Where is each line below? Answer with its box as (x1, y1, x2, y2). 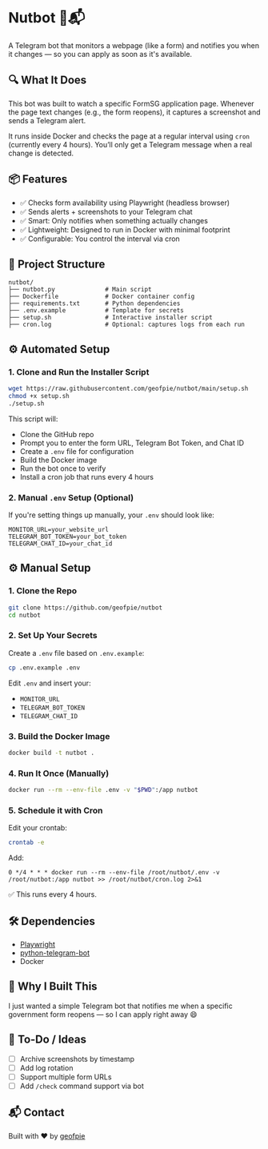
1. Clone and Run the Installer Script (8, 366, 150, 377)
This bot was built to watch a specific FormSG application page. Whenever (8, 98, 254, 108)
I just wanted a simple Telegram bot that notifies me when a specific (8, 1001, 234, 1010)
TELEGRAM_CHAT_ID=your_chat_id (8, 540, 113, 548)
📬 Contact (8, 1106, 65, 1119)
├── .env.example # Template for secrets (8, 307, 184, 315)
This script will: (8, 414, 58, 424)
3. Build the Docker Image (8, 730, 110, 741)
